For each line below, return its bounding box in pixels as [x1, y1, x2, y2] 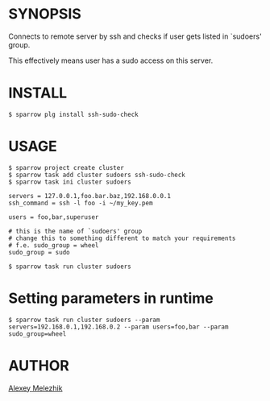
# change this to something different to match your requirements [8, 234, 236, 242]
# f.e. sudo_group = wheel [8, 241, 99, 250]
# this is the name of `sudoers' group [8, 227, 143, 235]
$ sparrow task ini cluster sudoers [8, 178, 131, 186]
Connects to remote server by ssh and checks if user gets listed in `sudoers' [8, 31, 262, 41]
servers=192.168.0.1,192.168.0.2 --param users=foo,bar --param [8, 323, 229, 331]
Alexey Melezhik [8, 383, 63, 393]
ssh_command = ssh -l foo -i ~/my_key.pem [8, 199, 153, 207]
